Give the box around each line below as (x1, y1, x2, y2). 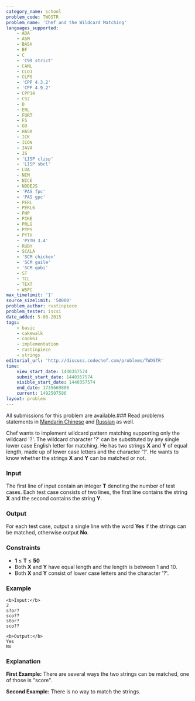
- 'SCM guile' (16, 259, 51, 266)
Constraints (6, 544, 41, 552)
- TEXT (16, 281, 33, 287)
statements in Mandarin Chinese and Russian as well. (6, 418, 135, 425)
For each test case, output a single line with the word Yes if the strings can (6, 523, 186, 530)
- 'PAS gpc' (16, 194, 46, 200)
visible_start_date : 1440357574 (16, 380, 95, 385)
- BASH (16, 42, 33, 48)
